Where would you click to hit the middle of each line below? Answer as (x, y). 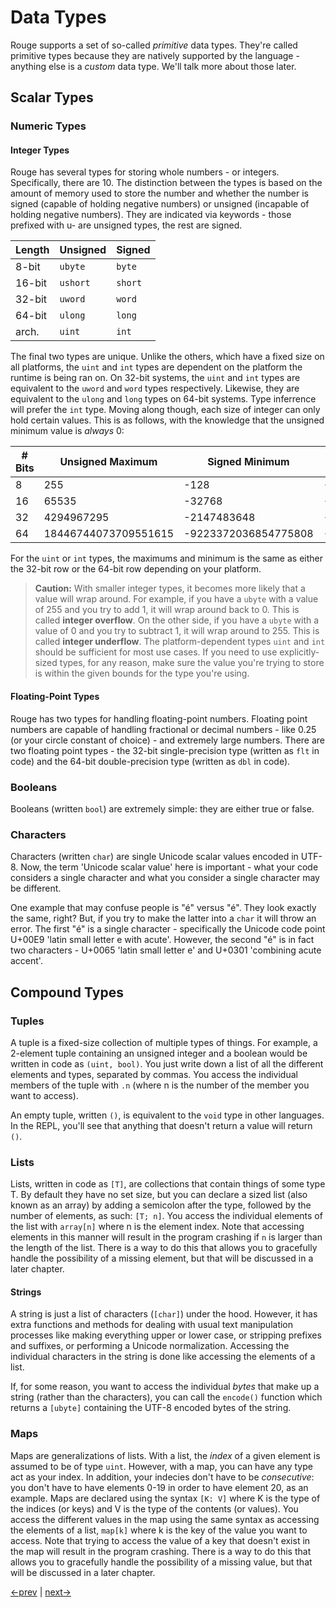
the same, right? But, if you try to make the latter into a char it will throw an (163, 918)
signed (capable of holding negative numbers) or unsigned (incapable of (160, 204)
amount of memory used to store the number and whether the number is (159, 193)
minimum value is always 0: (67, 431)
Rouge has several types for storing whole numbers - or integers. (145, 172)
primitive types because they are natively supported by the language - (155, 55)
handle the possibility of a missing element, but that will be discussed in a (162, 1258)
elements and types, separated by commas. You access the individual (154, 1074)
